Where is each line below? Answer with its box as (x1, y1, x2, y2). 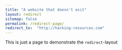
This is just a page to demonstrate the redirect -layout (5, 39, 118, 45)
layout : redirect (5, 12, 42, 17)
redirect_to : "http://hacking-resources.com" (5, 26, 105, 31)
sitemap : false (5, 16, 37, 21)
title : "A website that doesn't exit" (5, 7, 87, 12)
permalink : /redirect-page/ (5, 21, 65, 26)
